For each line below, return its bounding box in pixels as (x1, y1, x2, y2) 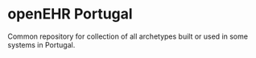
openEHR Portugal (7, 5, 134, 23)
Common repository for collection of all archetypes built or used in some (7, 31, 249, 41)
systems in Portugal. (7, 39, 76, 49)
